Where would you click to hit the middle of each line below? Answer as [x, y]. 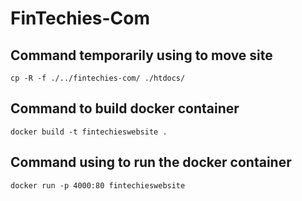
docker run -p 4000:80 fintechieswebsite [98, 185]
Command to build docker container [125, 108]
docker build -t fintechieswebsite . [89, 132]
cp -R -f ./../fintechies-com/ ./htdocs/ [98, 78]
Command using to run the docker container [151, 162]
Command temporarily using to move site [141, 55]
